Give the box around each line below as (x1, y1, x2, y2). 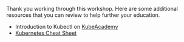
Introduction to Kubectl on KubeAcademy (15, 23, 118, 30)
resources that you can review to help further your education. (6, 11, 160, 19)
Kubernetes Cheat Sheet (15, 29, 77, 37)
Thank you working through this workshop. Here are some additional (6, 5, 178, 12)
